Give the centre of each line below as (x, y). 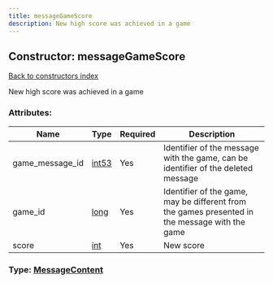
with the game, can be (206, 158)
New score (184, 245)
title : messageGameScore (50, 16)
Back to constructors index (54, 76)
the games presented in (209, 211)
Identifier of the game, (206, 191)
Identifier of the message (212, 147)
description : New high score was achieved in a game (100, 24)
